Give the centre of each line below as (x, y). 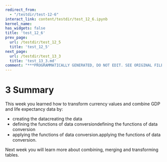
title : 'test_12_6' (25, 33)
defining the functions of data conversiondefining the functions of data (85, 124)
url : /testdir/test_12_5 (35, 42)
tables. (12, 155)
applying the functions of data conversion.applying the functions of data (86, 135)
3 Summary (30, 90)
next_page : (16, 51)
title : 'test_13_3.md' (33, 61)
